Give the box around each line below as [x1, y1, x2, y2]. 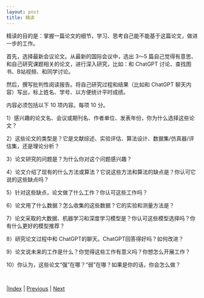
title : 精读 [6, 15, 35, 21]
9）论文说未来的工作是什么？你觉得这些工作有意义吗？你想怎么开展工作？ [6, 248, 191, 255]
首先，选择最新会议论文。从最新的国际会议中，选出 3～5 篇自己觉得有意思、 [6, 52, 197, 60]
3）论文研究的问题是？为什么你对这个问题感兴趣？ [6, 155, 132, 162]
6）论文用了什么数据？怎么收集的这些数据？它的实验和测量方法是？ [6, 201, 175, 209]
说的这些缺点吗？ [6, 176, 49, 183]
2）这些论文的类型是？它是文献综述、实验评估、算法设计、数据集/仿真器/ [6, 134, 189, 142]
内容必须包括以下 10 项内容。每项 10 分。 [6, 101, 109, 108]
